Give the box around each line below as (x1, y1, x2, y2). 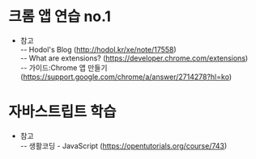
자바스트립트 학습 (8, 103, 117, 121)
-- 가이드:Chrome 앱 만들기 (19, 62, 108, 73)
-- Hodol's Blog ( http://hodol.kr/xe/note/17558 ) (19, 44, 177, 54)
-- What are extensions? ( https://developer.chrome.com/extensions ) (19, 53, 249, 63)
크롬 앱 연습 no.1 (8, 7, 112, 26)
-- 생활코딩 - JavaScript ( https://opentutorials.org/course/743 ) (19, 140, 228, 150)
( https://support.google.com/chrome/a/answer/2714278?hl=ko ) (19, 72, 233, 82)
